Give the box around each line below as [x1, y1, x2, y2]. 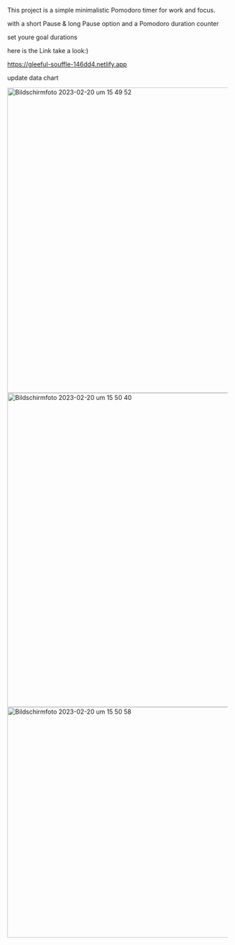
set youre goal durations [7, 33, 78, 41]
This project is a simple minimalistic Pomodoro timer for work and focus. [7, 6, 215, 14]
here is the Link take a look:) [7, 47, 89, 55]
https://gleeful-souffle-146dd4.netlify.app [7, 60, 127, 68]
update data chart [7, 73, 59, 82]
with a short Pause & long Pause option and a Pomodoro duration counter [7, 20, 219, 27]
